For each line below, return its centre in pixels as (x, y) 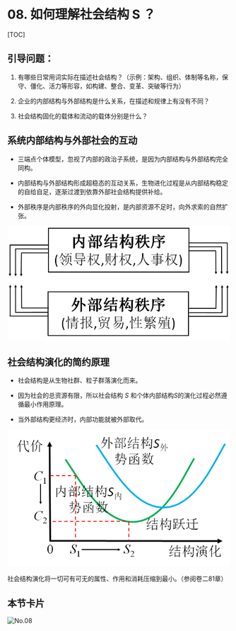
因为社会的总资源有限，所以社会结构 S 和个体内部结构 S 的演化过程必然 (119, 396)
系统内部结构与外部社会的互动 (72, 141)
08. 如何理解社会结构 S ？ (82, 15)
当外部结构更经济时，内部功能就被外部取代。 (83, 419)
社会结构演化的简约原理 (58, 362)
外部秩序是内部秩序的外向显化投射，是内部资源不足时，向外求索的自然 (120, 207)
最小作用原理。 (46, 404)
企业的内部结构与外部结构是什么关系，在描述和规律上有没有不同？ (113, 101)
